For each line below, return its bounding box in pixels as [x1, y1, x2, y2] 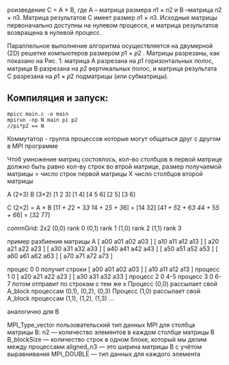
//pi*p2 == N [7, 123, 44, 129]
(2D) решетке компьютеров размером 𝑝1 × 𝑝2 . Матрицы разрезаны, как [7, 49, 220, 57]
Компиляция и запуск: [7, 92, 109, 104]
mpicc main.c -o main [7, 110, 69, 117]
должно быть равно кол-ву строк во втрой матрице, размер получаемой [7, 162, 222, 171]
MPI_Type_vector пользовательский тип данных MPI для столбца [7, 320, 196, 329]
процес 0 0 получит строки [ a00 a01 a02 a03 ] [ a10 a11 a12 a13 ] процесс [7, 265, 220, 273]
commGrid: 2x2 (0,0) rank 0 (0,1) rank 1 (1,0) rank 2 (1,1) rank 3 [7, 224, 182, 232]
